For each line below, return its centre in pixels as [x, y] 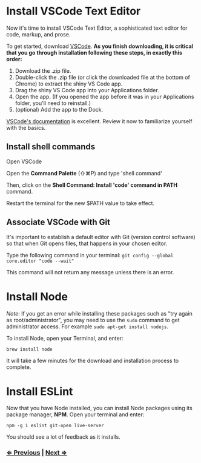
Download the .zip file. [43, 70]
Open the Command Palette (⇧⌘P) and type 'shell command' [84, 173]
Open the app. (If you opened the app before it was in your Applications [104, 96]
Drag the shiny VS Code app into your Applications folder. [87, 90]
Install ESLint [40, 391]
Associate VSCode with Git [58, 222]
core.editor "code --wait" [40, 261]
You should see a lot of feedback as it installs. [64, 437]
